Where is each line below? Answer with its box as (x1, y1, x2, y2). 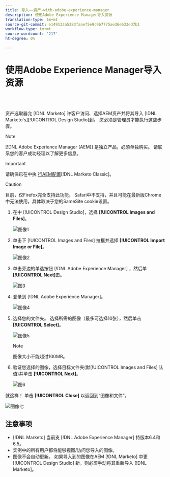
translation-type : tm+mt (5, 17, 58, 22)
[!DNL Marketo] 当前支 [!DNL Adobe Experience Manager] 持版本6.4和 (12, 434, 160, 440)
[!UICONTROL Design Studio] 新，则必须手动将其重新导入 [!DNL (12, 460, 147, 466)
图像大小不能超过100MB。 (12, 353, 68, 359)
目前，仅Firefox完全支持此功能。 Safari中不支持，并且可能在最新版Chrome (5, 191, 162, 198)
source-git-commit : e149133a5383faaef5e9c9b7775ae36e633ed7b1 (5, 21, 140, 27)
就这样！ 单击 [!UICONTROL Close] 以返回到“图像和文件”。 (5, 392, 129, 398)
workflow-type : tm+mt (5, 27, 51, 32)
